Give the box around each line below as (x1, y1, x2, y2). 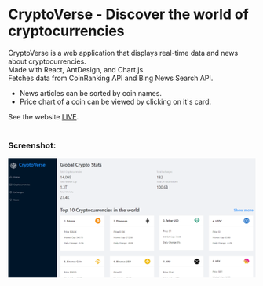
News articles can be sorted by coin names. (19, 88, 163, 97)
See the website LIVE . (8, 112, 79, 121)
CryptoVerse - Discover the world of (8, 5, 249, 24)
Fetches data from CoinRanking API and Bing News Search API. (8, 73, 214, 82)
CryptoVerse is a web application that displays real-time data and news (8, 48, 239, 57)
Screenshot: (8, 140, 57, 151)
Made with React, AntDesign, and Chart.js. (8, 64, 145, 74)
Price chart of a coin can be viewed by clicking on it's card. (19, 97, 212, 106)
